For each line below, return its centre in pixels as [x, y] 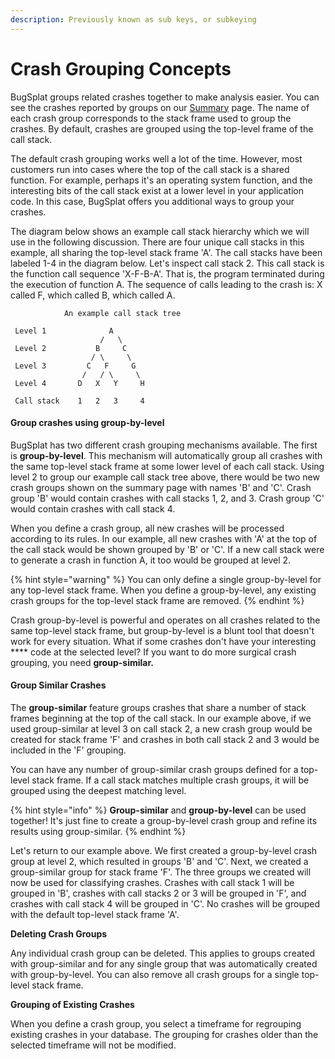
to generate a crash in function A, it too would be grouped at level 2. [151, 560]
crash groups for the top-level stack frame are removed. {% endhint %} [157, 600]
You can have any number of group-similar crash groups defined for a [154, 769]
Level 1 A [64, 331]
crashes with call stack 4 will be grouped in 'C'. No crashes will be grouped [165, 903]
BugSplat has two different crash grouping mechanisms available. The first [164, 445]
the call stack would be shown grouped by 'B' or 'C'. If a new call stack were [167, 549]
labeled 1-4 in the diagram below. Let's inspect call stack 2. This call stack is [167, 263]
